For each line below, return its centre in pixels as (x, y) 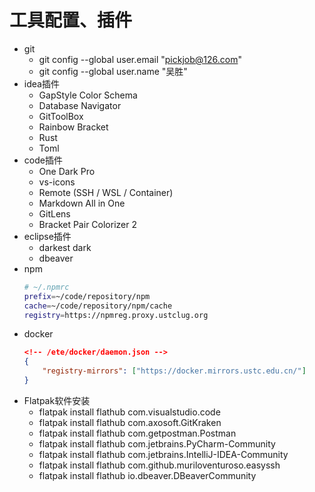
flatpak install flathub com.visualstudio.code (129, 412)
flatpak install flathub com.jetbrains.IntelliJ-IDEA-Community (163, 454)
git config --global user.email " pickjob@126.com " (140, 59)
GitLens (54, 213)
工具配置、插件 (71, 20)
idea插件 (41, 83)
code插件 (43, 160)
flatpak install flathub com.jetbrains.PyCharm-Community (157, 443)
